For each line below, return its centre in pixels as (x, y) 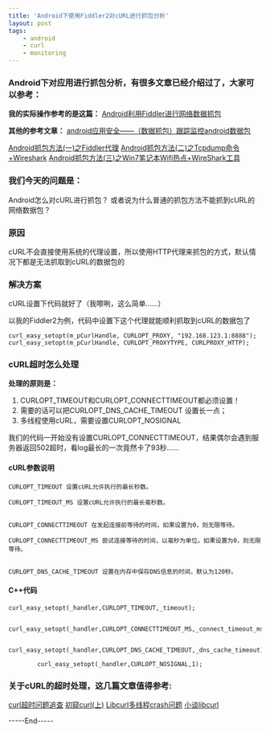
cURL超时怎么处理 (43, 365)
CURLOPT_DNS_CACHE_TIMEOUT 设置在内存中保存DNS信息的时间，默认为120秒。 (123, 571)
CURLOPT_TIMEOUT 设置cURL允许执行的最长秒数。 (80, 487)
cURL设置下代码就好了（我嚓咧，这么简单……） (87, 304)
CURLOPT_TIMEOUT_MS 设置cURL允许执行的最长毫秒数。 (89, 502)
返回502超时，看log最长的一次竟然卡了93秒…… (100, 448)
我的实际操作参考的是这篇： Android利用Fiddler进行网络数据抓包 (115, 114)
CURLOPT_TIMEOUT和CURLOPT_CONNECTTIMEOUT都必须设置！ (130, 401)
